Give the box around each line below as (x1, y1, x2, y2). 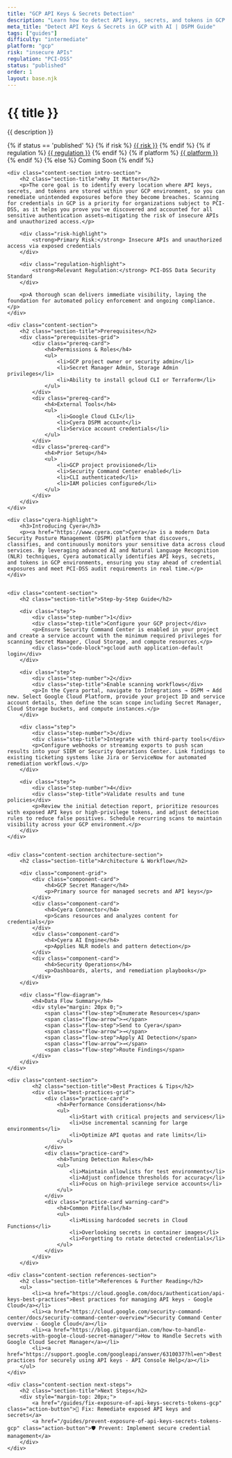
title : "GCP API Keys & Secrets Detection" (7, 10, 135, 17)
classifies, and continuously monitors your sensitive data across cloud (7, 541, 226, 548)
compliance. (181, 297, 216, 305)
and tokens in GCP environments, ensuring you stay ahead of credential (7, 560, 222, 566)
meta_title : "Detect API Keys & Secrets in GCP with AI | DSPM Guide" (7, 23, 216, 30)
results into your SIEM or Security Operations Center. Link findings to (7, 748, 226, 755)
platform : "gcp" (7, 42, 54, 49)
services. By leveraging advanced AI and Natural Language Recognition (7, 547, 219, 554)
